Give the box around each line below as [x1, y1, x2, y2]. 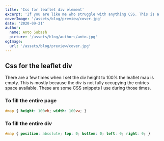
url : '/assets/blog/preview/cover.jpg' [9, 44, 91, 48]
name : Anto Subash [9, 30, 48, 35]
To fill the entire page [5, 97, 57, 104]
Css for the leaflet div [5, 62, 72, 70]
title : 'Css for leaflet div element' [5, 7, 84, 12]
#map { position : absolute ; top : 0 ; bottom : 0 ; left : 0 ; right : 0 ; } [5, 131, 151, 136]
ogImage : [5, 39, 23, 44]
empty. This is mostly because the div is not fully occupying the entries [5, 80, 149, 86]
